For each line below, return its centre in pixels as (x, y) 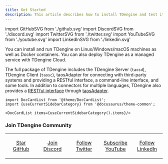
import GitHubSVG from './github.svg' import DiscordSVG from (69, 28)
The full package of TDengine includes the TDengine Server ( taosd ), (75, 69)
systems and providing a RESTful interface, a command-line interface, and (82, 80)
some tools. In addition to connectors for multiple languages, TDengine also (83, 85)
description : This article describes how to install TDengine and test (81, 14)
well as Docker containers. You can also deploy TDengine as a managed (79, 54)
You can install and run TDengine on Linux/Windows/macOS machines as (81, 49)
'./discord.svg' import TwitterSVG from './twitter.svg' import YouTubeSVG (80, 34)
